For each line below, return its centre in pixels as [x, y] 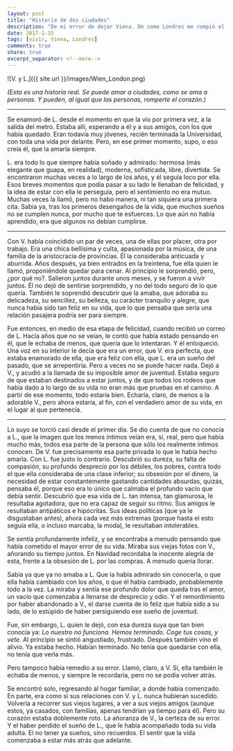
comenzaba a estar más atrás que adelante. [70, 740]
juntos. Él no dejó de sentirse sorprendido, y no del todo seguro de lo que [112, 285]
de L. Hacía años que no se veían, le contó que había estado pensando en [113, 336]
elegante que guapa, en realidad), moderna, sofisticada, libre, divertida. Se [114, 169]
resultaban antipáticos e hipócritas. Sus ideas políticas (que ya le [100, 510]
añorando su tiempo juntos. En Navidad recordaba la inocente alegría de [111, 553]
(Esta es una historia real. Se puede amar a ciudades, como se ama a [107, 92]
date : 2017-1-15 [31, 33]
